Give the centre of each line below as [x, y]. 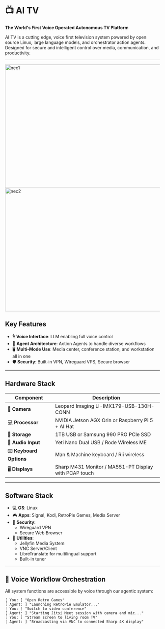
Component [29, 397]
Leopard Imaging [75, 406]
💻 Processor [23, 423]
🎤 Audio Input [24, 442]
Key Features [26, 324]
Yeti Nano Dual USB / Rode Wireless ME [101, 442]
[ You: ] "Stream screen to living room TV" [51, 618]
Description [106, 397]
